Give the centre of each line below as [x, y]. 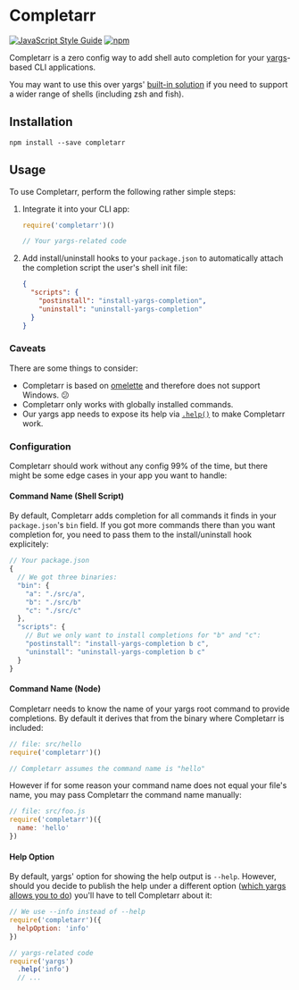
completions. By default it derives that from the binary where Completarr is [147, 718]
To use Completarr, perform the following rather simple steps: [123, 191]
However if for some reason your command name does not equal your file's [148, 785]
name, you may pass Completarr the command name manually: [126, 795]
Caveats [28, 348]
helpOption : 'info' [54, 928]
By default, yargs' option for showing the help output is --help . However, [143, 877]
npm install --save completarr [67, 143]
